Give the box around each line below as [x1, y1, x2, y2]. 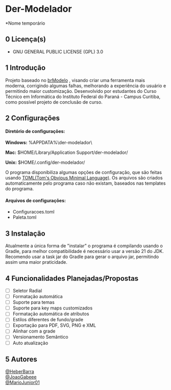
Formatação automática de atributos [12, 311, 89, 317]
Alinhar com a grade [12, 328, 56, 334]
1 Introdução [5, 64, 46, 72]
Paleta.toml [12, 214, 37, 221]
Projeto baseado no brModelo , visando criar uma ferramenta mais [5, 77, 145, 83]
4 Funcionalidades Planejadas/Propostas [5, 274, 139, 283]
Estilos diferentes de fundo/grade [12, 317, 83, 323]
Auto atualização [12, 340, 48, 346]
